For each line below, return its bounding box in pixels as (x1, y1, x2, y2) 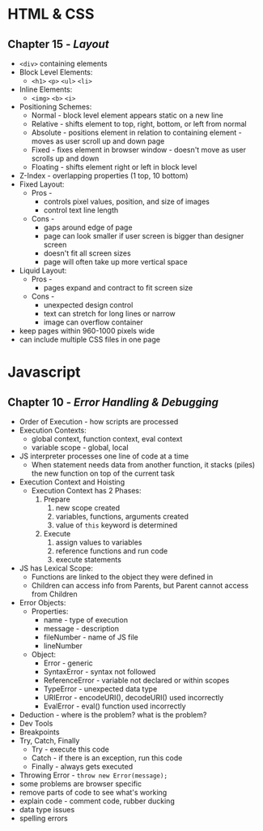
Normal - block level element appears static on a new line (31, 110, 223, 120)
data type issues (19, 805, 75, 814)
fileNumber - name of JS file (43, 632, 138, 642)
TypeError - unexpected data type (43, 684, 158, 694)
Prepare (43, 494, 70, 504)
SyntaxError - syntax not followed (43, 667, 156, 676)
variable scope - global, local (31, 443, 129, 452)
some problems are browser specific (19, 779, 142, 788)
